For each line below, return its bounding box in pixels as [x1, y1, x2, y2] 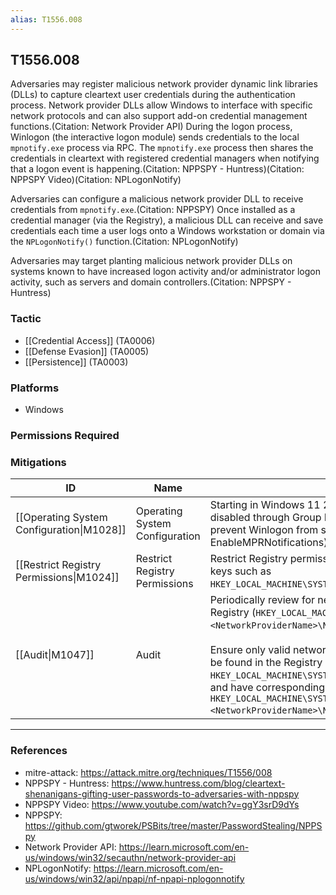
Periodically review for [209, 593, 316, 607]
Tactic [10, 312, 42, 326]
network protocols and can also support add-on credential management [10, 110, 308, 122]
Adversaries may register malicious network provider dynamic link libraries [10, 78, 318, 90]
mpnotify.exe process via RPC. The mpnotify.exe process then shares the [10, 142, 314, 154]
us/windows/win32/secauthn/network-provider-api [24, 851, 237, 863]
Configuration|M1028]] [15, 523, 127, 537]
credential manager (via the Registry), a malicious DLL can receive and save [10, 214, 324, 226]
